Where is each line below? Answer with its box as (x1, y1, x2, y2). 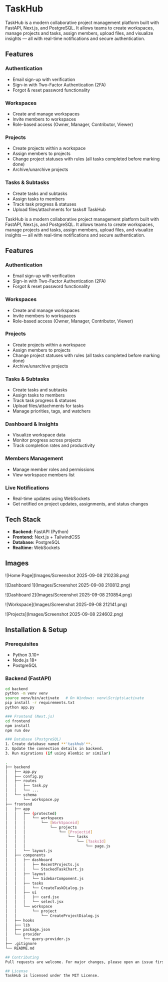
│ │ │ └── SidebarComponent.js (5, 876, 84, 881)
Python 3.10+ (12, 652, 40, 658)
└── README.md (5, 945, 35, 950)
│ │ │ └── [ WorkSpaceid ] (5, 820, 79, 825)
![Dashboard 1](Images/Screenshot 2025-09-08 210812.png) (5, 582, 131, 588)
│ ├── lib (5, 922, 30, 927)
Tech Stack (5, 515, 41, 524)
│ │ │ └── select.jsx (5, 899, 64, 904)
